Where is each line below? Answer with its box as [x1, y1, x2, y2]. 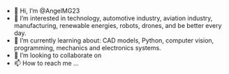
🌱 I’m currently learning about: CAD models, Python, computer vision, [13, 36, 214, 45]
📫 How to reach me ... [13, 59, 79, 67]
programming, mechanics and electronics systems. [13, 44, 162, 52]
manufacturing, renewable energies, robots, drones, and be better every [13, 22, 222, 29]
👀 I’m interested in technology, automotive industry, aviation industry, [13, 14, 213, 22]
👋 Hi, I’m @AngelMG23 [13, 7, 80, 15]
